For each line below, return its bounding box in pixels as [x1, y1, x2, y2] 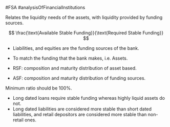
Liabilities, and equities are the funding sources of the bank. [12, 45, 139, 51]
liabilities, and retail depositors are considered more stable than [12, 112, 147, 117]
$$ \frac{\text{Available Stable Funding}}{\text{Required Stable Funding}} [8, 30, 164, 35]
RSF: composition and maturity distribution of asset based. [12, 65, 137, 71]
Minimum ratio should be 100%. [5, 85, 72, 91]
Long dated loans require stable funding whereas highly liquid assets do [12, 95, 165, 101]
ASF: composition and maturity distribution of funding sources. [12, 75, 146, 81]
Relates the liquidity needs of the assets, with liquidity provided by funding [5, 14, 163, 20]
